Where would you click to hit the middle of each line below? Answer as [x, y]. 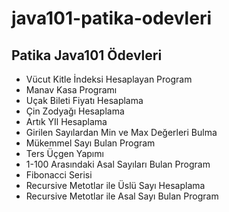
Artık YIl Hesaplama [66, 121]
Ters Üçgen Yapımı [64, 153]
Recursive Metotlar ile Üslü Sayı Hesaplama [115, 185]
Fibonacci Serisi [59, 175]
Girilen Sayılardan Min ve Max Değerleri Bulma [121, 132]
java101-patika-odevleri [112, 18]
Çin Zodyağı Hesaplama [75, 111]
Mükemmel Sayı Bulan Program [90, 143]
